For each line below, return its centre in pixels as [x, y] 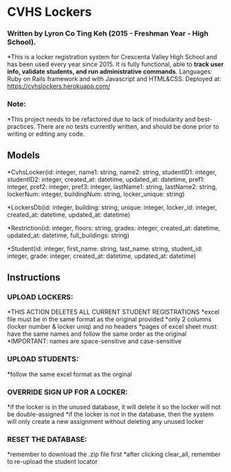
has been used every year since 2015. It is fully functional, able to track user [115, 64]
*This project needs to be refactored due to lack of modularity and [101, 119]
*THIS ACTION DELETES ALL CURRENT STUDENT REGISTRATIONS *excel [113, 312]
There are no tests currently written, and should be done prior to [128, 126]
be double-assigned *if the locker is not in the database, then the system [111, 414]
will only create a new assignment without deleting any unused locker [106, 421]
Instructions [34, 277]
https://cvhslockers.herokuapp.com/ [59, 86]
